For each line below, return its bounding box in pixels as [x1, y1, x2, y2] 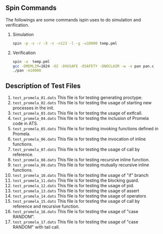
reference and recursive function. [12, 203, 80, 209]
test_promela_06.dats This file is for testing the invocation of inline [12, 136, 146, 142]
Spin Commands [5, 4, 57, 12]
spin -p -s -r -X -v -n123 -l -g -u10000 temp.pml [12, 41, 117, 46]
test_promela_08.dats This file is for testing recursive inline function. [12, 157, 150, 163]
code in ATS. [12, 120, 38, 126]
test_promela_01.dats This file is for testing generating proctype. [12, 95, 143, 100]
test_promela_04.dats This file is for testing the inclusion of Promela [12, 116, 149, 121]
